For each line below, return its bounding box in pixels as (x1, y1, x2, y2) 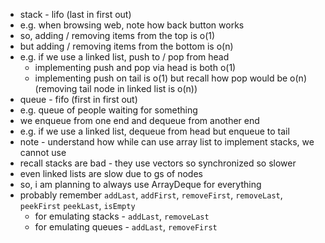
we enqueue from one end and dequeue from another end (19, 115, 260, 126)
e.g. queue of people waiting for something (19, 104, 198, 116)
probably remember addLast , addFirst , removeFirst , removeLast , (19, 189, 283, 201)
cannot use (19, 147, 67, 158)
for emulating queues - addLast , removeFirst (34, 221, 218, 233)
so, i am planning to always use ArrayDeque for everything (19, 179, 262, 190)
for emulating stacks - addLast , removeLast (34, 210, 210, 222)
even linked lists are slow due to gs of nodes (19, 168, 203, 179)
